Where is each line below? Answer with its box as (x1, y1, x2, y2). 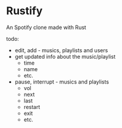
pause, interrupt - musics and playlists (14, 78, 109, 85)
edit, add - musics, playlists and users (14, 46, 108, 54)
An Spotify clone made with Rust (6, 24, 86, 31)
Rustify (6, 4, 43, 18)
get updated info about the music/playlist (14, 53, 116, 60)
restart (23, 103, 40, 110)
